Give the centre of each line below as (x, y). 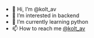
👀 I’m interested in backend (46, 15)
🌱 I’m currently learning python (50, 22)
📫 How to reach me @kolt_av (48, 28)
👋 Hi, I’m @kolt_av (34, 9)
